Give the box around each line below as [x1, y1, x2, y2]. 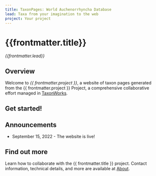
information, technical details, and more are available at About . [5, 166, 130, 172]
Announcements [5, 121, 57, 129]
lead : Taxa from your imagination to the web [5, 12, 98, 16]
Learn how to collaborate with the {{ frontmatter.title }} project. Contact [5, 160, 147, 166]
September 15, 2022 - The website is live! [12, 134, 95, 140]
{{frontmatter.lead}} [5, 53, 45, 59]
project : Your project [5, 16, 51, 21]
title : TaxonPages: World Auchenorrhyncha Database [5, 7, 111, 12]
